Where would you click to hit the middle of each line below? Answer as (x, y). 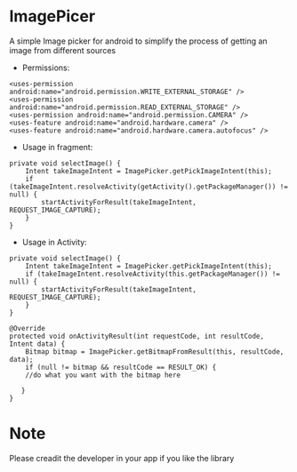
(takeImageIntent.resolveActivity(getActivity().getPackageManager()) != (149, 187)
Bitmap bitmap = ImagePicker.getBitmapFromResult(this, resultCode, (155, 352)
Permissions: (46, 68)
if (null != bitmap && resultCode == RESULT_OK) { (121, 367)
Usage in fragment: (57, 147)
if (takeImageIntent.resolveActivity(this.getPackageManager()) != (153, 274)
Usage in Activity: (54, 242)
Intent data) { (37, 344)
